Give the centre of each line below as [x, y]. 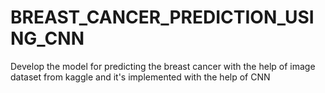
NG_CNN [47, 38]
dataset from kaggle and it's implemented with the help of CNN [140, 77]
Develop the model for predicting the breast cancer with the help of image [163, 66]
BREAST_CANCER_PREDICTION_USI [162, 17]
